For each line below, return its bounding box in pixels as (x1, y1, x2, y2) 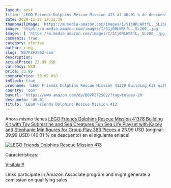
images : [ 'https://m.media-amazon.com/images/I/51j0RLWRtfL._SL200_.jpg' (5, 31, 167, 36)
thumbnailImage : (5, 21, 40, 27)
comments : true (5, 36, 38, 41)
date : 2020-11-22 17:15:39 (5, 17, 63, 22)
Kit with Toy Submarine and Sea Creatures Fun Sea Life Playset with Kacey (5, 121, 162, 128)
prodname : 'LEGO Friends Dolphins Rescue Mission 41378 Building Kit (5, 83, 156, 88)
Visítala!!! (5, 162, 24, 168)
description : (5, 54, 33, 60)
